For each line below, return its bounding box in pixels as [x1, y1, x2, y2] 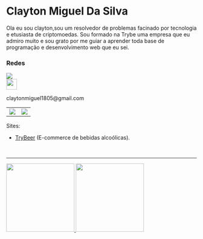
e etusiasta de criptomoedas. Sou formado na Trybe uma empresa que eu [6, 30, 190, 38]
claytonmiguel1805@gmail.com [6, 95, 85, 102]
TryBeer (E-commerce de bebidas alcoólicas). [14, 134, 130, 141]
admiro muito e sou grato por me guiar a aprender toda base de [6, 37, 165, 44]
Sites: [6, 123, 21, 130]
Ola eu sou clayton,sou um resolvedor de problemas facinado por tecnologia [6, 24, 197, 32]
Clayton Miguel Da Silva [6, 4, 128, 18]
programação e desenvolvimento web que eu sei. [6, 44, 129, 51]
